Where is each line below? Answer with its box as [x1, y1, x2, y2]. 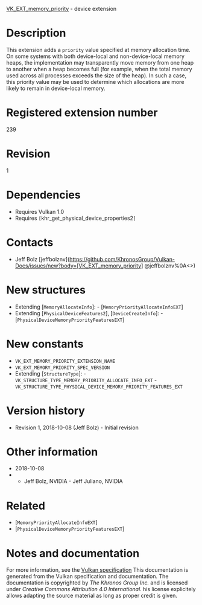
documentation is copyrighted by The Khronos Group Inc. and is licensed [6, 579, 188, 586]
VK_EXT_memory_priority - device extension [6, 5, 117, 12]
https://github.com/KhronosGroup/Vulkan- [69, 255, 175, 263]
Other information [6, 445, 98, 458]
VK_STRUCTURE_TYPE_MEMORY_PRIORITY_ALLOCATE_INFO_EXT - [14, 376, 157, 383]
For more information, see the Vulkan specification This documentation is [6, 566, 189, 574]
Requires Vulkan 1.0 [14, 208, 65, 215]
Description [6, 27, 66, 40]
